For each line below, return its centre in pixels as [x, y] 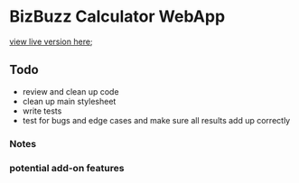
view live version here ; [51, 41]
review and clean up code [70, 91]
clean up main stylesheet [69, 101]
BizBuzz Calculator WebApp [117, 17]
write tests [42, 111]
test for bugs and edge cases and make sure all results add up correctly [156, 120]
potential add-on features [67, 168]
